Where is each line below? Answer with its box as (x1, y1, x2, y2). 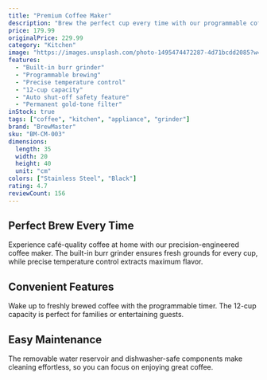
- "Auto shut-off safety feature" (15, 93, 130, 101)
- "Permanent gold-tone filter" (15, 100, 123, 108)
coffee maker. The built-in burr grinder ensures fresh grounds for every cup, (8, 249, 258, 258)
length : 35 (15, 145, 52, 153)
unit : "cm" (15, 167, 52, 175)
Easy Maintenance (8, 332, 103, 347)
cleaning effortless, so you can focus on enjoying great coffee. (8, 362, 214, 372)
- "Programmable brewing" (15, 71, 102, 79)
